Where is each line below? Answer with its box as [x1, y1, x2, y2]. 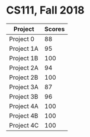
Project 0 [9, 35, 34, 43]
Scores [44, 25, 65, 33]
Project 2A [9, 63, 38, 71]
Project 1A [9, 44, 38, 53]
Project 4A [9, 102, 38, 110]
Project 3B [9, 92, 38, 100]
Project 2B [9, 73, 38, 81]
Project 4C [9, 121, 39, 129]
